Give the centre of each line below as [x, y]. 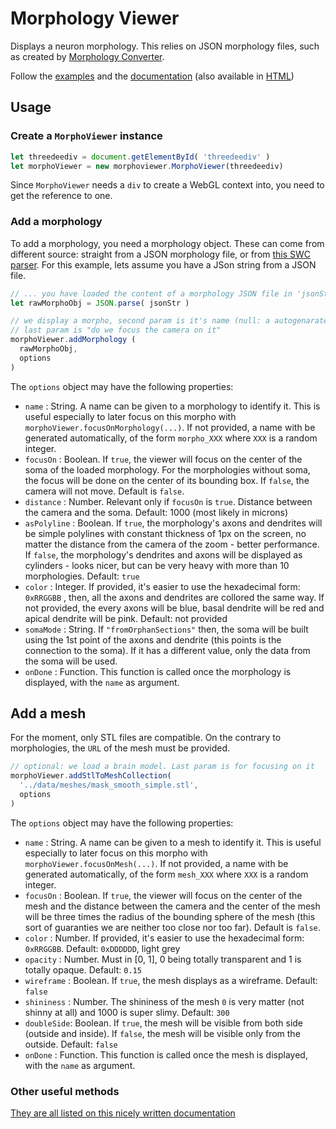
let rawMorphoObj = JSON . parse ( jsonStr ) [100, 303]
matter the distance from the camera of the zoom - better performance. [172, 544]
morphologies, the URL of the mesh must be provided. [120, 748]
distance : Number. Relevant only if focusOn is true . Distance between [168, 501]
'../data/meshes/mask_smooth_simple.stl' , [109, 785]
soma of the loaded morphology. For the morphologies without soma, [167, 469]
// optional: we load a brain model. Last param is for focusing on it [162, 767]
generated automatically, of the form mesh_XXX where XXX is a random [166, 874]
